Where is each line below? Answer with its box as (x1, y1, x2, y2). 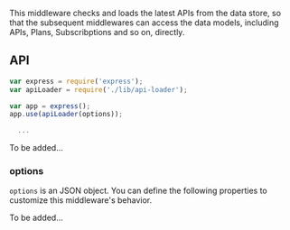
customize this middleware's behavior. (9, 195, 153, 206)
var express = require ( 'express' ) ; (9, 77, 144, 86)
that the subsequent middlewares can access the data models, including (9, 17, 279, 28)
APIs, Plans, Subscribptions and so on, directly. (9, 27, 185, 37)
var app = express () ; (9, 101, 91, 111)
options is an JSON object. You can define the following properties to (9, 185, 268, 197)
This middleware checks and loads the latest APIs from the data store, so (9, 8, 282, 18)
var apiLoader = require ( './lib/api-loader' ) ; (9, 85, 188, 94)
